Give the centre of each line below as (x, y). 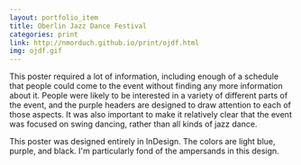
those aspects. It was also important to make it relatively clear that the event (151, 115)
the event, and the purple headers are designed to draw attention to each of (150, 105)
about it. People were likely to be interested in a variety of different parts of (149, 96)
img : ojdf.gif (36, 51)
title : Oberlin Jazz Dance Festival (78, 26)
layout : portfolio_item (54, 17)
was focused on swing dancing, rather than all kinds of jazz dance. (133, 124)
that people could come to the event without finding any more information (146, 86)
